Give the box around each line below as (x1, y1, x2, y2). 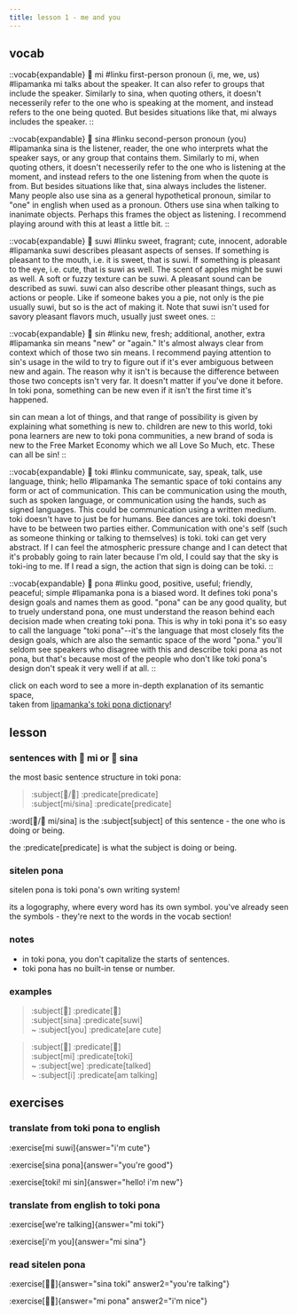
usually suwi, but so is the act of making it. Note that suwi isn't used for (9, 302, 270, 313)
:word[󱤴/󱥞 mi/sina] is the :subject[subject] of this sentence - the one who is (9, 816, 285, 827)
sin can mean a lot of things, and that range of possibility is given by (9, 412, 259, 423)
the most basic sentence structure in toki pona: (9, 772, 182, 782)
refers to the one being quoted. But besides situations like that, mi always (9, 107, 277, 118)
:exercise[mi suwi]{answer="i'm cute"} (9, 1142, 151, 1153)
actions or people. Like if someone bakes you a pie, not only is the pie (9, 292, 264, 303)
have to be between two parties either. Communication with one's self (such (9, 523, 288, 534)
